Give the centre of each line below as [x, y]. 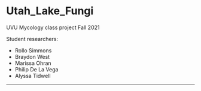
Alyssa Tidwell [33, 76]
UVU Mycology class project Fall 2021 [53, 27]
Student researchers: [32, 39]
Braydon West [32, 57]
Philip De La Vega [36, 69]
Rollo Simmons [33, 50]
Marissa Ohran [33, 63]
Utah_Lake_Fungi [50, 11]
